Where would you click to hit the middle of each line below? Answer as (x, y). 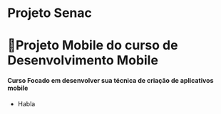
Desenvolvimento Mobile (83, 61)
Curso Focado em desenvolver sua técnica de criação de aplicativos (110, 80)
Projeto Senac (50, 13)
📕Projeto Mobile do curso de (93, 46)
